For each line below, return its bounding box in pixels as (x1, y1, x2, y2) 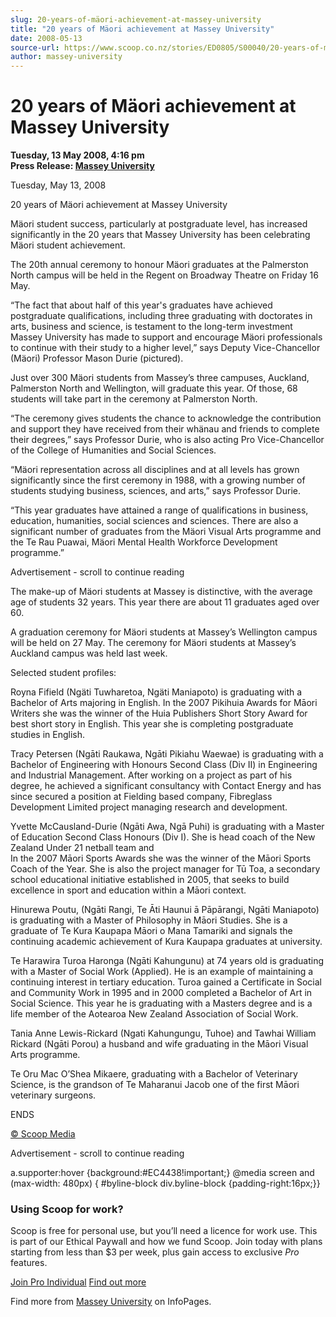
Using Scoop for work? (10, 1202, 124, 1216)
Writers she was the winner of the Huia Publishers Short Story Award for (10, 707, 308, 720)
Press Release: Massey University (10, 160, 155, 172)
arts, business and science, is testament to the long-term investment (10, 321, 293, 333)
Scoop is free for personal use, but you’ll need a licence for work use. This (10, 1225, 318, 1237)
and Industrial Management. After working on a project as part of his (10, 769, 293, 781)
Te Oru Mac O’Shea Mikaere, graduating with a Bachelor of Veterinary (10, 1068, 298, 1080)
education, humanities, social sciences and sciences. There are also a (10, 515, 299, 527)
